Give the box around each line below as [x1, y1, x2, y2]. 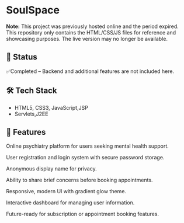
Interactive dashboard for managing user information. [6, 199, 135, 206]
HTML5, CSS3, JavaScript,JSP [14, 104, 89, 111]
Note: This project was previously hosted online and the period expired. [6, 23, 179, 30]
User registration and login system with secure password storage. [6, 154, 165, 161]
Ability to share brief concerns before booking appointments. [6, 176, 153, 184]
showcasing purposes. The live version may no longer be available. [6, 35, 168, 42]
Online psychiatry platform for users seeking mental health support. [6, 142, 169, 149]
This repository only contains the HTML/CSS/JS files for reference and [6, 29, 176, 36]
